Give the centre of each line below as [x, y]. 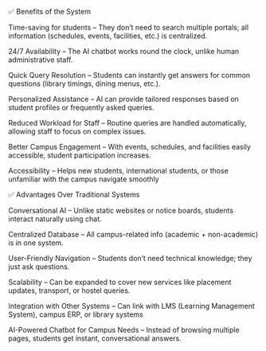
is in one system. [36, 243]
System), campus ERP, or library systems [76, 314]
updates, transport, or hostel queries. [69, 291]
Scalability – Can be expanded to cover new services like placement [120, 282]
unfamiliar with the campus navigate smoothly [84, 179]
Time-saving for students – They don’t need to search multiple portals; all [129, 27]
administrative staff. [41, 60]
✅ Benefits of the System [50, 12]
